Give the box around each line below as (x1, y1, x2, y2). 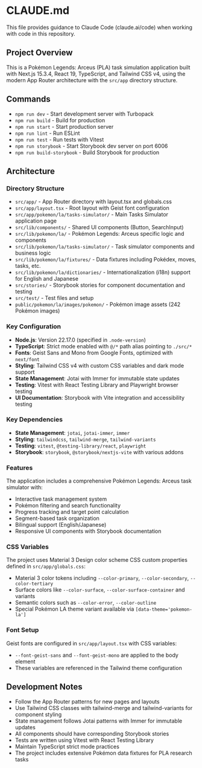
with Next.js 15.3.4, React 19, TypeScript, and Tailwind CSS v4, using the (6, 70, 186, 77)
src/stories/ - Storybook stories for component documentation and (14, 282, 185, 289)
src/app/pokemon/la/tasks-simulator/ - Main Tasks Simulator (14, 211, 169, 218)
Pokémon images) (14, 307, 60, 314)
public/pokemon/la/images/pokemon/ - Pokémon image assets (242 (14, 301, 181, 308)
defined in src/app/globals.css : (6, 563, 86, 570)
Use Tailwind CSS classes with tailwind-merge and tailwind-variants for (14, 704, 193, 711)
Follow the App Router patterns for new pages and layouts (14, 698, 160, 705)
